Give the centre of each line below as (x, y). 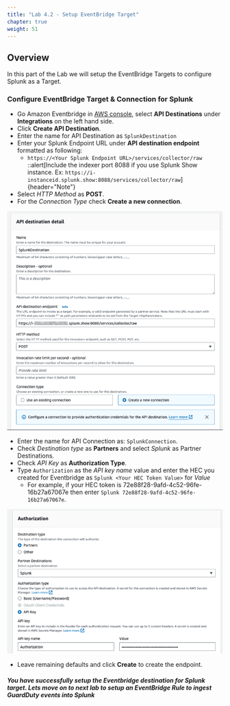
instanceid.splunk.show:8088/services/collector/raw (104, 180)
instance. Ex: (45, 172)
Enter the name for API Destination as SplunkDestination (97, 136)
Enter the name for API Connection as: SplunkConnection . (97, 441)
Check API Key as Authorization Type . (72, 463)
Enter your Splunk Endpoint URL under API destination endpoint (108, 143)
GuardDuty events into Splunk (51, 695)
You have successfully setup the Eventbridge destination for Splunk (106, 680)
